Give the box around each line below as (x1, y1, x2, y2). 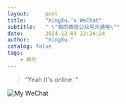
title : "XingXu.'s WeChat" (7, 17, 102, 24)
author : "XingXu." (7, 37, 74, 44)
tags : (7, 50, 23, 57)
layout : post (7, 10, 58, 18)
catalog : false (7, 43, 52, 50)
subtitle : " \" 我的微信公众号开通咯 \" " (7, 23, 120, 30)
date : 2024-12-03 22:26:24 (7, 30, 106, 37)
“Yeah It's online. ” (24, 75, 79, 84)
